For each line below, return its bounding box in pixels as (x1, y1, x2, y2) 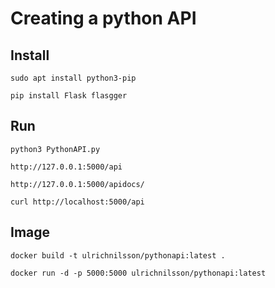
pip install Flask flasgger (10, 91, 128, 101)
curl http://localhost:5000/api (10, 197, 145, 207)
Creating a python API (10, 7, 197, 30)
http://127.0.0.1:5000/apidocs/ (10, 179, 145, 189)
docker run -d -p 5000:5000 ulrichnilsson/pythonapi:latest (10, 268, 267, 278)
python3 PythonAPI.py (10, 144, 101, 154)
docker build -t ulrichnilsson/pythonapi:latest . (10, 250, 226, 261)
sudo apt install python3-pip (10, 73, 137, 83)
